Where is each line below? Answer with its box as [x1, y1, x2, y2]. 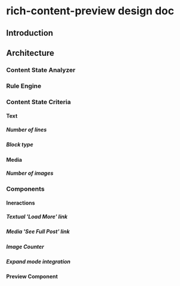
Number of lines [6, 126, 47, 133]
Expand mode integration [6, 257, 71, 265]
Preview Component [6, 273, 58, 280]
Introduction [6, 28, 54, 38]
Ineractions [6, 199, 35, 206]
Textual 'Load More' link [6, 213, 68, 220]
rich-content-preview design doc [6, 4, 175, 18]
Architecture [6, 48, 55, 58]
